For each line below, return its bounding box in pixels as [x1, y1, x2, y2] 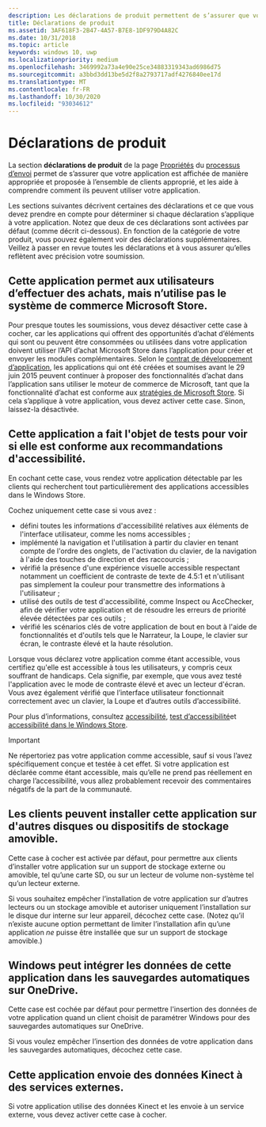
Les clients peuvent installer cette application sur [8, 808, 257, 821]
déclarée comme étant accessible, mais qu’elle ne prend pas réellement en [8, 767, 253, 777]
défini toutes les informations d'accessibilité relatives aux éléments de [19, 521, 249, 530]
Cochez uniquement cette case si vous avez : [8, 505, 157, 515]
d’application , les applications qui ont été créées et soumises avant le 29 [8, 362, 245, 372]
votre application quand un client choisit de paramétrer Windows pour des [8, 1013, 251, 1022]
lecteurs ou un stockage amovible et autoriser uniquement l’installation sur [8, 902, 252, 911]
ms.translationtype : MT [8, 78, 87, 86]
